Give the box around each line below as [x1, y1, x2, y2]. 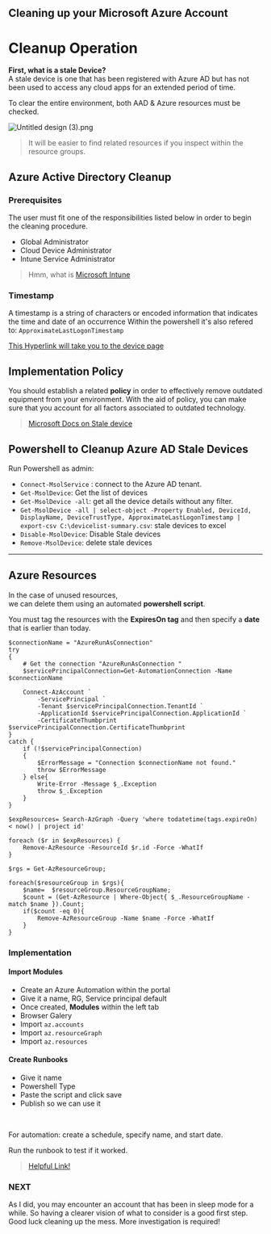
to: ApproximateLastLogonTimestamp [8, 325, 124, 335]
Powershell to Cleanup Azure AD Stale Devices [8, 442, 248, 455]
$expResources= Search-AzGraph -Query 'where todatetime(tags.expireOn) [8, 815, 258, 823]
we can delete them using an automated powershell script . [8, 598, 206, 608]
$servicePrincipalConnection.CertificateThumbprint [8, 723, 186, 732]
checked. [8, 107, 40, 116]
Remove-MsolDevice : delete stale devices [19, 537, 152, 548]
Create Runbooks [8, 1055, 69, 1064]
